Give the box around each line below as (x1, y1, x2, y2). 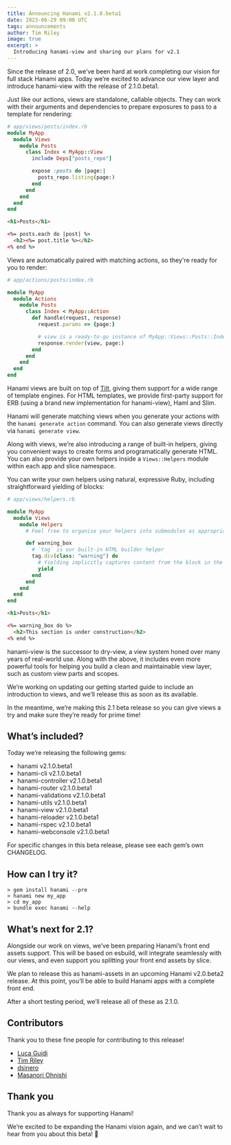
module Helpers (19, 521, 63, 528)
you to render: (7, 263, 47, 272)
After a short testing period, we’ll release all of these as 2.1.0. (7, 998, 179, 1006)
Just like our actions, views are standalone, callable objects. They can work (7, 95, 221, 103)
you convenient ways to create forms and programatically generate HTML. (7, 448, 219, 455)
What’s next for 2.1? (7, 923, 94, 935)
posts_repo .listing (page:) (37, 174, 115, 181)
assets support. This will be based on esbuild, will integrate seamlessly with (7, 949, 222, 957)
